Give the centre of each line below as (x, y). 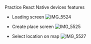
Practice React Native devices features (45, 7)
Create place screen (33, 26)
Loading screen (28, 17)
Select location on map (35, 36)
